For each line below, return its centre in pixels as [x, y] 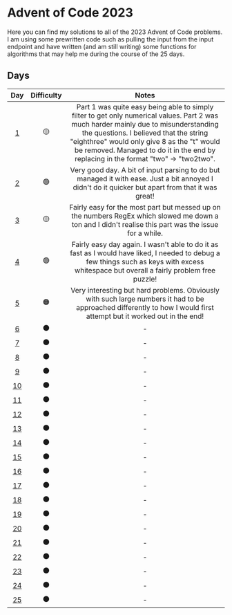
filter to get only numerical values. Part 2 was [145, 116]
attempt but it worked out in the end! [145, 316]
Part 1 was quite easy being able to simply [145, 107]
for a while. [145, 233]
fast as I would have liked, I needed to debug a [145, 253]
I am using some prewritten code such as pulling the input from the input [110, 39]
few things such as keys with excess [145, 261]
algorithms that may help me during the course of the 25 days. [96, 54]
